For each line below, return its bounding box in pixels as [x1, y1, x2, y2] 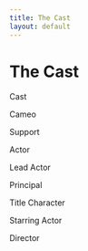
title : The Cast [9, 13, 71, 23]
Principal [9, 180, 43, 191]
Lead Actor [9, 162, 52, 173]
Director [9, 233, 40, 244]
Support [9, 127, 40, 138]
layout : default [9, 22, 71, 31]
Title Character [9, 197, 65, 208]
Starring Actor [9, 215, 63, 226]
